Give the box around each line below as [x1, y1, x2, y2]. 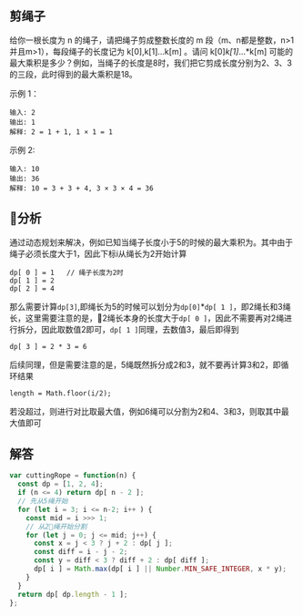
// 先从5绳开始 [17, 497, 68, 506]
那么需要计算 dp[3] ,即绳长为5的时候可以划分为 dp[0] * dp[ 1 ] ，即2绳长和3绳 [9, 301, 291, 312]
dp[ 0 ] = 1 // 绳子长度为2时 [9, 268, 125, 277]
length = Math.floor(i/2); [9, 388, 112, 398]
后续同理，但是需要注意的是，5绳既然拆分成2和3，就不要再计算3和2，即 [9, 359, 281, 370]
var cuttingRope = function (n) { [9, 471, 136, 480]
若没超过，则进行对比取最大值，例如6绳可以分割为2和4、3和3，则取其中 [9, 406, 282, 416]
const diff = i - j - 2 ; [33, 548, 128, 557]
